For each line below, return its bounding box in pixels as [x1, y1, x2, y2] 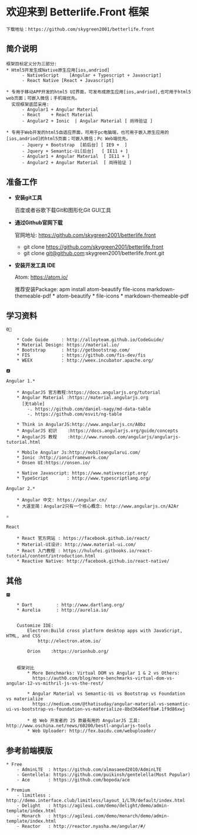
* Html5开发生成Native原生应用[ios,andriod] [6, 67, 110, 73]
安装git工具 [14, 194, 42, 201]
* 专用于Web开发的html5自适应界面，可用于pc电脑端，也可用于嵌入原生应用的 [6, 129, 169, 136]
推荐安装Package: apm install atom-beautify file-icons [14, 285, 146, 292]
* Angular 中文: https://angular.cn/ [16, 497, 108, 503]
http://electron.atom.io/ [37, 638, 101, 644]
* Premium [6, 787, 31, 793]
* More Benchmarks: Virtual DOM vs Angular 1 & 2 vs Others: [27, 670, 181, 676]
